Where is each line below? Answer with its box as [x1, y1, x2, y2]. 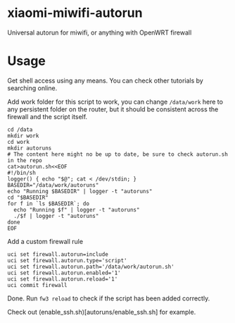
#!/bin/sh [7, 169, 37, 176]
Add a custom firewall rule [7, 237, 83, 245]
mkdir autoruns [7, 145, 52, 152]
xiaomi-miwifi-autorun [7, 5, 143, 21]
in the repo [7, 157, 42, 164]
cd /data [7, 126, 33, 133]
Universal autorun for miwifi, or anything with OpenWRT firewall [7, 28, 192, 37]
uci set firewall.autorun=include [7, 250, 109, 258]
